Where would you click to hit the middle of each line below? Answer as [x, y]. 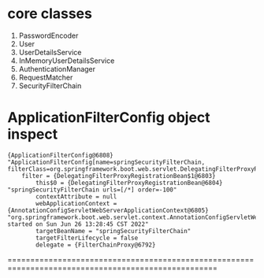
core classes [50, 14]
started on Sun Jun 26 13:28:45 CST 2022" [78, 224]
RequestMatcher [46, 77]
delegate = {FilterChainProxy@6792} [96, 245]
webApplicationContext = [76, 203]
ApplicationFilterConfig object [109, 118]
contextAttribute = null [76, 196]
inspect [33, 134]
